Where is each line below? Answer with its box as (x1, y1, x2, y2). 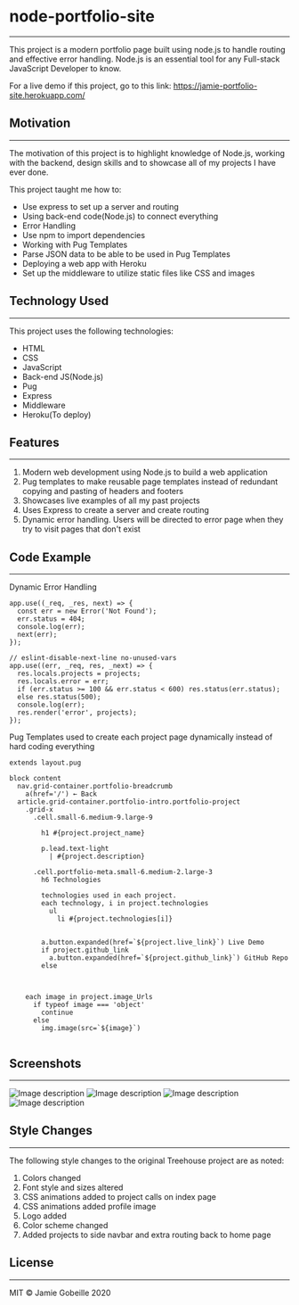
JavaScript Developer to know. (9, 62, 122, 73)
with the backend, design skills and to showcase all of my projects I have (9, 157, 276, 168)
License (9, 1255, 54, 1270)
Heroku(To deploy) (21, 409, 92, 420)
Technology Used (9, 293, 109, 309)
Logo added (21, 1210, 67, 1221)
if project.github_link (41, 946, 129, 955)
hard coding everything (9, 741, 95, 752)
